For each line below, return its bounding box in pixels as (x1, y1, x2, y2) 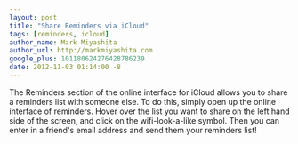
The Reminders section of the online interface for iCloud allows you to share (9, 86, 288, 98)
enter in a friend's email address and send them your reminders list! (9, 124, 257, 135)
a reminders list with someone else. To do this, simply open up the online (9, 96, 277, 107)
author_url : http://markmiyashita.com (9, 46, 153, 55)
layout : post (9, 12, 58, 22)
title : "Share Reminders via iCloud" (9, 21, 149, 30)
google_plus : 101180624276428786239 (9, 54, 145, 63)
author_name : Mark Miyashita (9, 37, 117, 47)
